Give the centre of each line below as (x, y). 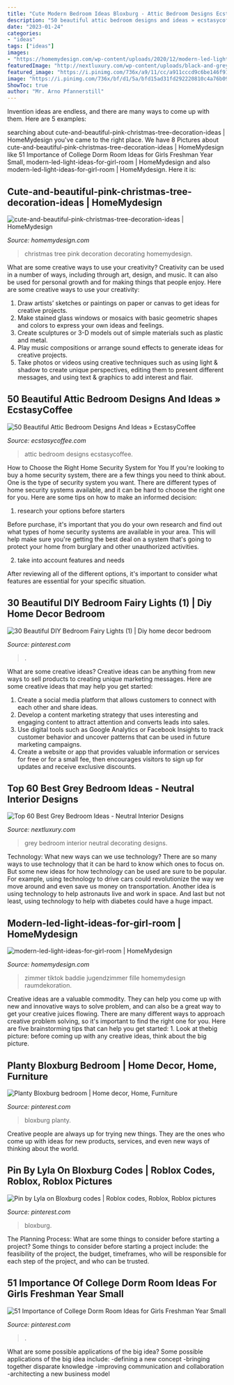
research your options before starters (71, 511)
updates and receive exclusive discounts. (77, 766)
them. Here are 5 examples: (47, 119)
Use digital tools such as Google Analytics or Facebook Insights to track (120, 729)
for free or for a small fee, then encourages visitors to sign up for (110, 759)
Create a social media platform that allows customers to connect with (117, 700)
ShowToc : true (28, 85)
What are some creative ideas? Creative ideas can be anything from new (111, 671)
